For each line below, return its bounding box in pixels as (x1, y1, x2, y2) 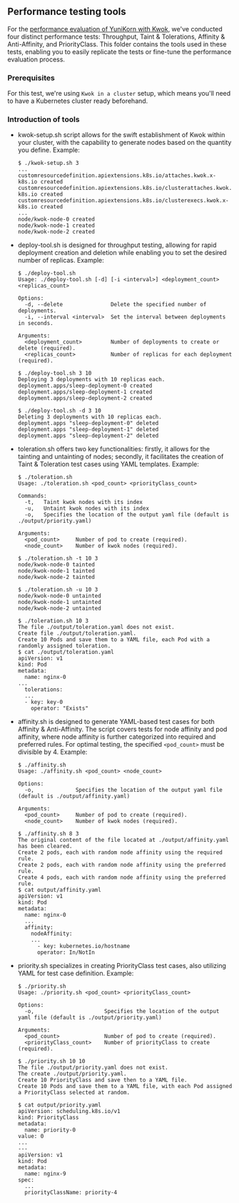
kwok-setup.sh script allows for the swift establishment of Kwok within (17, 131, 225, 139)
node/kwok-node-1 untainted (17, 599, 101, 606)
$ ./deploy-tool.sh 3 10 (17, 370, 92, 377)
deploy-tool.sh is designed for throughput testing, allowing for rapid (17, 241, 217, 249)
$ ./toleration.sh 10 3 (17, 618, 89, 625)
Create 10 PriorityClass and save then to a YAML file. (17, 1077, 188, 1084)
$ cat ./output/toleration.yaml (17, 649, 114, 656)
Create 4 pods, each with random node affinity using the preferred (17, 874, 226, 881)
